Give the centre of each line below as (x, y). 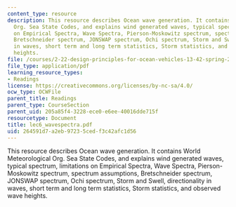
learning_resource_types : (45, 72)
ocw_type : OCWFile (34, 92)
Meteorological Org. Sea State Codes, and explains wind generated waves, (116, 159)
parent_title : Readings (42, 99)
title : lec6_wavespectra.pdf (50, 125)
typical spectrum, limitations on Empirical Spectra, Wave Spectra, (102, 166)
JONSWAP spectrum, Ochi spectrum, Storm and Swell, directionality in (110, 181)
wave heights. (27, 196)
